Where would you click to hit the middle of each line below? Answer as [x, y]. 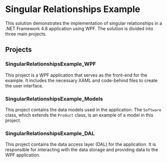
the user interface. [24, 86]
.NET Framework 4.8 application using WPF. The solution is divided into [79, 28]
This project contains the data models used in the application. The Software [83, 110]
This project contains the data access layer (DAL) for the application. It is [81, 144]
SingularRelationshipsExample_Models [54, 99]
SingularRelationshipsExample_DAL [50, 133]
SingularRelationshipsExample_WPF [51, 64]
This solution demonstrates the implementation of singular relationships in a [84, 23]
